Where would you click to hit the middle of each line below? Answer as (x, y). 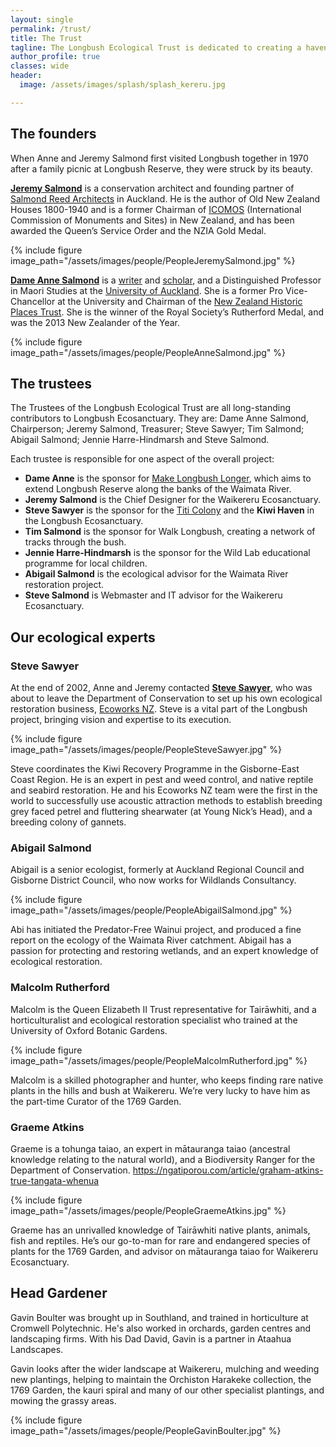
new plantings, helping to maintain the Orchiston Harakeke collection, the (161, 1379)
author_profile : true (55, 57)
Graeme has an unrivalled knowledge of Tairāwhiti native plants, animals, (160, 1230)
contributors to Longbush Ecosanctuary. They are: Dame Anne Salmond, (159, 418)
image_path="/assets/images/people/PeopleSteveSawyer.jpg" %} (146, 750)
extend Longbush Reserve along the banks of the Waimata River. (158, 489)
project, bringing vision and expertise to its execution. (121, 720)
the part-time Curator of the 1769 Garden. (96, 1101)
